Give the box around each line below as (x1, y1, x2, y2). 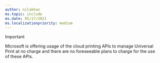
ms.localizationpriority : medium (5, 20, 73, 26)
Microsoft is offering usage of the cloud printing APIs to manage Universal (5, 43, 154, 49)
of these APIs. (5, 54, 33, 60)
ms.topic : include (5, 12, 42, 16)
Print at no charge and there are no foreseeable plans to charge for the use (5, 48, 156, 54)
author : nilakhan (5, 7, 40, 12)
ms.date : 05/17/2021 (5, 16, 47, 21)
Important (5, 34, 25, 40)
